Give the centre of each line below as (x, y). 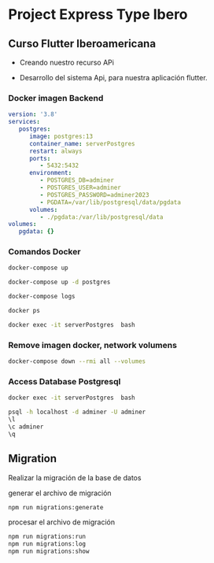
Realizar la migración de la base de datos (75, 477)
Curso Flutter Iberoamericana (82, 44)
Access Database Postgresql (65, 381)
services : (24, 122)
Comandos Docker (44, 252)
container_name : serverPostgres (82, 143)
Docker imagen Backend (56, 98)
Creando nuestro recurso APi (66, 62)
